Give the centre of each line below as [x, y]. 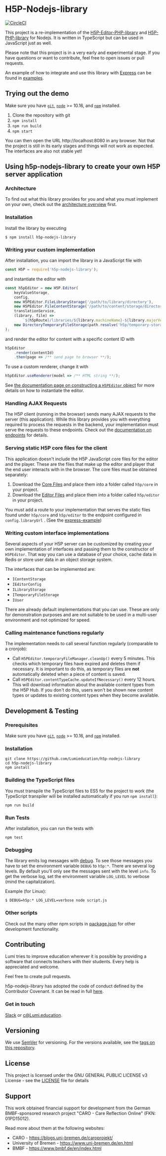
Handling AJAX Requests [36, 403]
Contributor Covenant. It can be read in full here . [54, 991]
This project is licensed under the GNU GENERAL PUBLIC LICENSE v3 [76, 1075]
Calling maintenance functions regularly [55, 633]
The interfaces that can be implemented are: [50, 569]
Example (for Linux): [26, 891]
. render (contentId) [34, 353]
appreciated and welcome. [32, 967]
